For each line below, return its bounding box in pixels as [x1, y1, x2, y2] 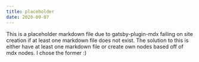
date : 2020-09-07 [6, 14, 49, 20]
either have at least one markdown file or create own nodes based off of [6, 43, 184, 50]
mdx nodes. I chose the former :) [6, 49, 87, 56]
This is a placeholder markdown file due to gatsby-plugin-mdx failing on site [6, 30, 194, 37]
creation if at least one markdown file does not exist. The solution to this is [6, 37, 189, 44]
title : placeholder [6, 8, 55, 15]
